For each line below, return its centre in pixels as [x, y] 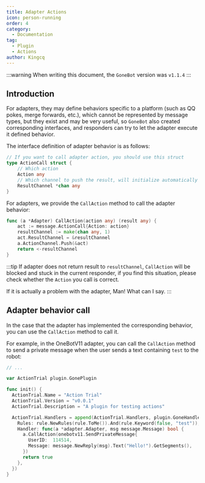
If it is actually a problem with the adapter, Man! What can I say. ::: [89, 291]
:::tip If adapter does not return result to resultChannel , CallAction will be [99, 267]
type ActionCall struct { [39, 163]
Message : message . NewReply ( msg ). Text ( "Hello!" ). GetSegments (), [110, 446]
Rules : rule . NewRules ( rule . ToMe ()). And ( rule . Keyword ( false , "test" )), [109, 423]
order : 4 [17, 23]
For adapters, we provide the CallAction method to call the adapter [91, 203]
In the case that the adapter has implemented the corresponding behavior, [100, 325]
